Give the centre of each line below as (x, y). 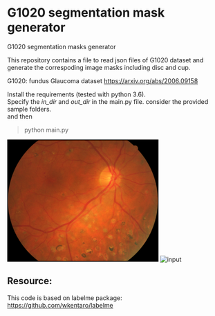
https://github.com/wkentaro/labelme (60, 305)
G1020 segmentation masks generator (62, 46)
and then (20, 116)
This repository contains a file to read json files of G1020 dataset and (105, 60)
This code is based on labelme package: (65, 298)
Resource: (30, 281)
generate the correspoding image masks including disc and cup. (99, 67)
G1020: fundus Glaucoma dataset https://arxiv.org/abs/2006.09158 (103, 80)
